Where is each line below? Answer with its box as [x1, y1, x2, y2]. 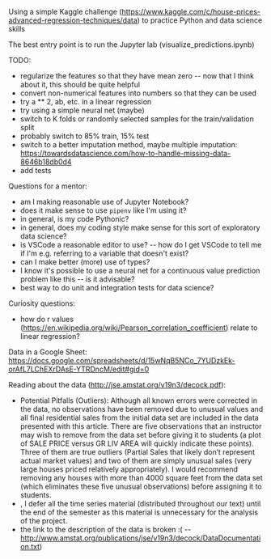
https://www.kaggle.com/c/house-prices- [121, 7, 261, 16]
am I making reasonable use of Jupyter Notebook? [19, 197, 189, 206]
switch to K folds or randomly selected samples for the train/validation [19, 114, 255, 124]
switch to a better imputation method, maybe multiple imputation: [19, 140, 238, 149]
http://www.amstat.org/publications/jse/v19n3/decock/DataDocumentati [19, 533, 261, 543]
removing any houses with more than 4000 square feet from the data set [19, 473, 263, 482]
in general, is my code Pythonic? [19, 214, 129, 223]
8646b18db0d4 [19, 157, 72, 167]
